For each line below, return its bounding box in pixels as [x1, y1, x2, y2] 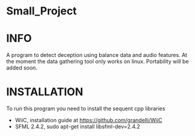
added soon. [6, 64, 38, 71]
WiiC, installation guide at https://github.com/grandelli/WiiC [14, 117, 162, 124]
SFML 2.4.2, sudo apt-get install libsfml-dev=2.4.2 [14, 123, 140, 130]
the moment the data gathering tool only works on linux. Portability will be [6, 58, 189, 65]
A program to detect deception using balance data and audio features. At [6, 52, 188, 59]
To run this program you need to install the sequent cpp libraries [6, 105, 166, 112]
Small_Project [6, 4, 77, 18]
